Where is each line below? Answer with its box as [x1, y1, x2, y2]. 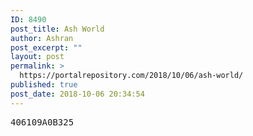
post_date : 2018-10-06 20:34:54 [10, 89, 145, 99]
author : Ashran [10, 33, 74, 43]
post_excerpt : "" [10, 42, 83, 53]
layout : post [10, 52, 65, 62]
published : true [10, 80, 78, 90]
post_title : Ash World [10, 24, 105, 34]
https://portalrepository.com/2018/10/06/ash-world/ [19, 71, 244, 81]
